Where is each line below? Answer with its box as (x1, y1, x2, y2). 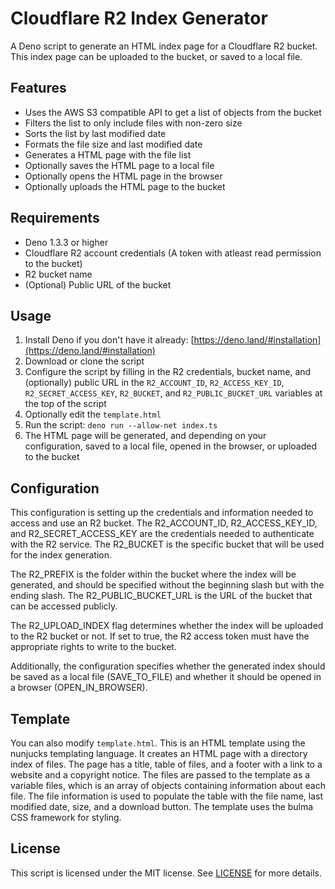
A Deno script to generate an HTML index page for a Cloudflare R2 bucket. (10, 40, 318, 52)
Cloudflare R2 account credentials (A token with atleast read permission (24, 247, 322, 259)
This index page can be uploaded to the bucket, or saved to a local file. (10, 50, 303, 62)
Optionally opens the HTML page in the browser (24, 170, 223, 182)
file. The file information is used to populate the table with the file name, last (10, 790, 323, 802)
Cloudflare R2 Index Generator (10, 7, 268, 30)
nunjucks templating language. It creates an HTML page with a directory (10, 748, 308, 759)
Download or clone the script (24, 355, 145, 367)
